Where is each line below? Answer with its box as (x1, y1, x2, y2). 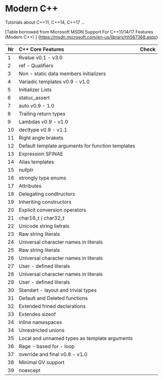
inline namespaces (19, 319, 62, 326)
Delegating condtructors (19, 190, 75, 197)
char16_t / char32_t (19, 214, 65, 221)
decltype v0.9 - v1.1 (19, 126, 68, 133)
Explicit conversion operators (19, 206, 86, 213)
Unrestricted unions (19, 327, 65, 334)
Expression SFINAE (19, 150, 63, 157)
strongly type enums (19, 174, 66, 181)
